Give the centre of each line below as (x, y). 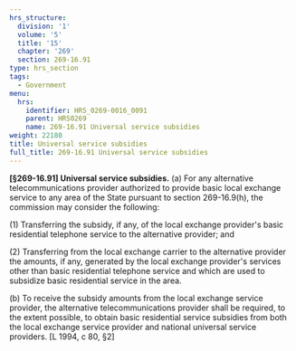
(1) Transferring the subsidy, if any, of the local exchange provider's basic (147, 224)
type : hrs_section (44, 69)
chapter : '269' (46, 52)
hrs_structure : (38, 18)
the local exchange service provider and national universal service (133, 327)
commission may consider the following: (85, 207)
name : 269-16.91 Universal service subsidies (113, 128)
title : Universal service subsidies (78, 144)
